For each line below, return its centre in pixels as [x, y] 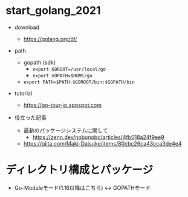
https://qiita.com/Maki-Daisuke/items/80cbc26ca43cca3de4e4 [102, 143]
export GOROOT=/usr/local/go [69, 69]
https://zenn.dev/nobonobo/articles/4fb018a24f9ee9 [98, 137]
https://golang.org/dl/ [50, 39]
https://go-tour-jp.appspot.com [63, 105]
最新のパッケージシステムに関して [66, 130]
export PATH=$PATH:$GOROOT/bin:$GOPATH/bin [79, 82]
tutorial [23, 93]
